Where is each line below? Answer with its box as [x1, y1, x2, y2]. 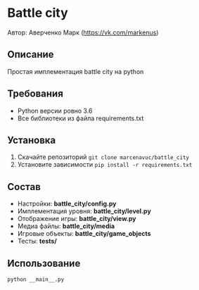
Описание [7, 49, 54, 61]
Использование [7, 257, 81, 269]
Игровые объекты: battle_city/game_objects [17, 229, 151, 238]
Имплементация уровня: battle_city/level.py [17, 207, 151, 215]
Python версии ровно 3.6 [17, 106, 93, 115]
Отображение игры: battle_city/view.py [17, 215, 136, 223]
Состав [7, 181, 41, 193]
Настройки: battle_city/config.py [17, 199, 117, 208]
